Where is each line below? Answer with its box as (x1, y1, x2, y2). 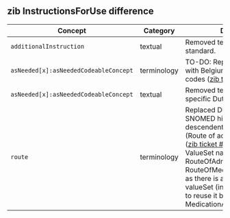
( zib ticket (185, 139, 218, 149)
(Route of (185, 130, 216, 140)
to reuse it (185, 191, 218, 200)
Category (143, 25, 175, 35)
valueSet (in (185, 182, 224, 191)
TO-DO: (185, 57, 212, 66)
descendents (185, 122, 227, 132)
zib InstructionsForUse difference (7, 5, 154, 17)
